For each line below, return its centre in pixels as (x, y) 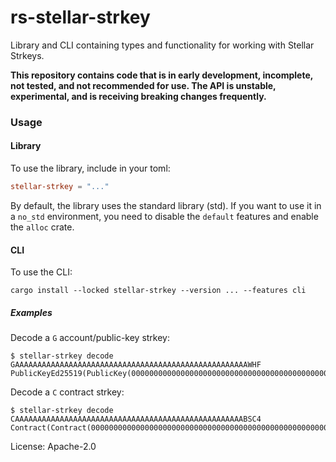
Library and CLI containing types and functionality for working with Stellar (162, 45)
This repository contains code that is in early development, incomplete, (162, 75)
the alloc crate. (42, 227)
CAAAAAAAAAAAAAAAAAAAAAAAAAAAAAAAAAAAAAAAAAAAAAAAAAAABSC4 (136, 419)
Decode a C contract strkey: (67, 392)
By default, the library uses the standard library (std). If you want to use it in (166, 205)
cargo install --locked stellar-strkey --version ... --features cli (158, 291)
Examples (31, 312)
